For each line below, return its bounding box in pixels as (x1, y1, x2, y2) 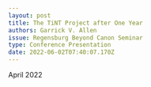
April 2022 (8, 70, 43, 79)
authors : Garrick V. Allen (8, 26, 97, 34)
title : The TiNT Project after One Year (8, 19, 144, 27)
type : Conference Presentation (8, 41, 111, 49)
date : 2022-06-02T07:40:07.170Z (8, 48, 115, 56)
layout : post (8, 11, 51, 20)
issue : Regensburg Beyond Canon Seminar (8, 33, 144, 42)
